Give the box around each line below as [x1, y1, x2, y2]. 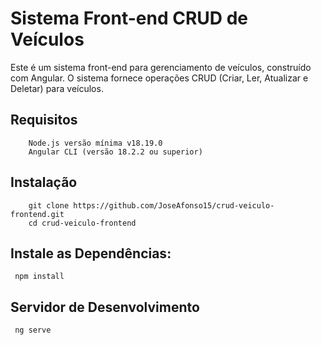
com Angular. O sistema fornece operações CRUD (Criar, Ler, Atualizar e [10, 72, 309, 84]
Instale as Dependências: [10, 245, 172, 262]
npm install [14, 272, 65, 282]
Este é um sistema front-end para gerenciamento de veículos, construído [10, 61, 312, 73]
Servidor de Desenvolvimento [10, 298, 200, 316]
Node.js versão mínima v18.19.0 [28, 138, 163, 148]
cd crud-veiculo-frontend [28, 218, 137, 228]
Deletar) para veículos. [10, 82, 104, 94]
